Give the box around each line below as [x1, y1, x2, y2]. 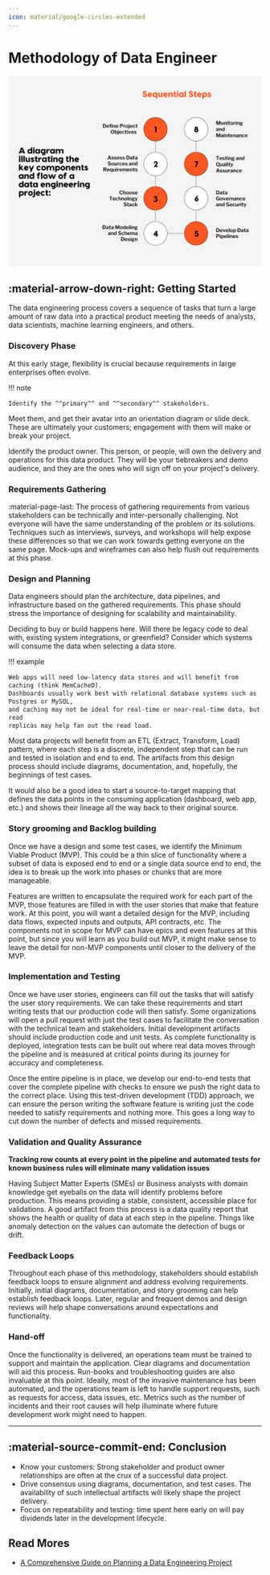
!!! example [8, 657, 45, 667]
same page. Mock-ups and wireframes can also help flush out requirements [8, 544, 260, 554]
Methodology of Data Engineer [8, 48, 218, 67]
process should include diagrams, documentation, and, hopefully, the [8, 762, 238, 771]
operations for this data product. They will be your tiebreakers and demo [8, 455, 249, 465]
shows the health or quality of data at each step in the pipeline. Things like [8, 1213, 255, 1223]
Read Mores [8, 1536, 70, 1550]
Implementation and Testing [8, 971, 121, 982]
